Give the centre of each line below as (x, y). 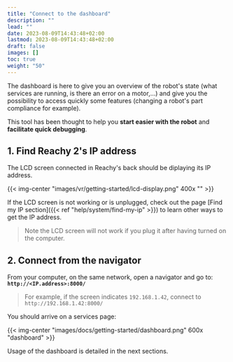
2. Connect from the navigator (74, 260)
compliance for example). (44, 108)
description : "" (31, 20)
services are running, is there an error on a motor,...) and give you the (107, 93)
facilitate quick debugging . (47, 129)
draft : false (26, 46)
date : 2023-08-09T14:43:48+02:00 (56, 33)
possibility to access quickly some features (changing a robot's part (105, 100)
